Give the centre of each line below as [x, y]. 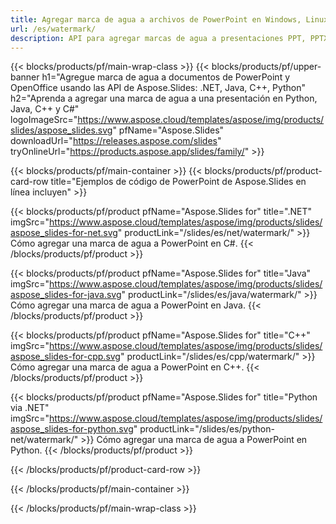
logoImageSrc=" [44, 120]
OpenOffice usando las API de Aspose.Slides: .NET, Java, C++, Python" [158, 88]
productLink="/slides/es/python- [207, 429]
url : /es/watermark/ [53, 29]
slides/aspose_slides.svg [61, 130]
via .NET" [30, 408]
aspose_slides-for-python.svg [72, 429]
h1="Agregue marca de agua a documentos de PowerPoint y [166, 77]
